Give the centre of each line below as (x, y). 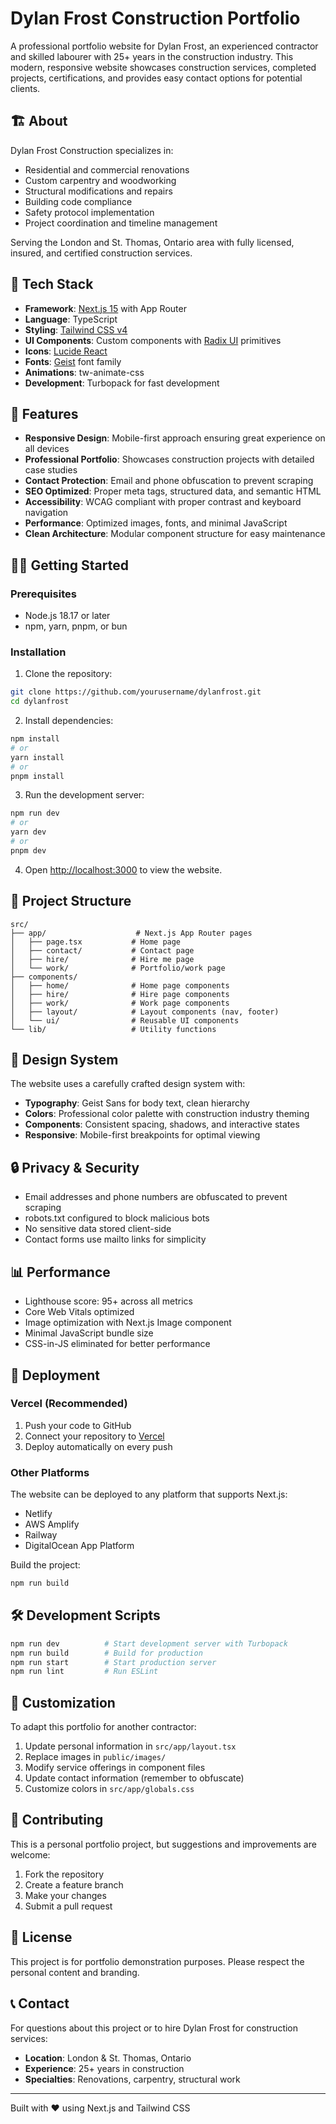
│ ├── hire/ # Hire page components (120, 994)
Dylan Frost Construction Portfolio (155, 18)
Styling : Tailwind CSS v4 (76, 329)
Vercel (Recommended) (69, 1404)
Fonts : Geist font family (73, 361)
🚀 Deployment (55, 1375)
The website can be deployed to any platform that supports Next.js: (149, 1494)
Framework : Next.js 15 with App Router (105, 308)
